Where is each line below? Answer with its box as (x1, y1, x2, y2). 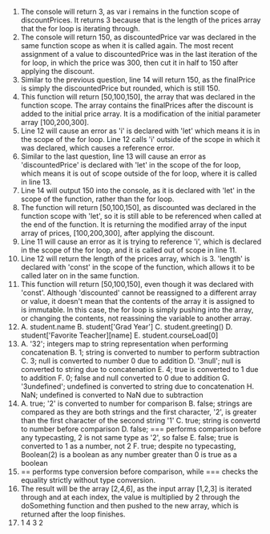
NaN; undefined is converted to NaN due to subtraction (20, 390, 204, 399)
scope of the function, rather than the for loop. (20, 194, 175, 204)
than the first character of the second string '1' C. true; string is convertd (20, 416, 260, 425)
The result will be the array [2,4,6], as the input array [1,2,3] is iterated (20, 484, 252, 493)
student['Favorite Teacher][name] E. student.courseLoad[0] (20, 330, 219, 340)
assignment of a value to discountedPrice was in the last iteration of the (20, 50, 258, 59)
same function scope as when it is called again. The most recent (20, 41, 234, 51)
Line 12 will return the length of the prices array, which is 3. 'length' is (20, 254, 251, 263)
